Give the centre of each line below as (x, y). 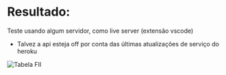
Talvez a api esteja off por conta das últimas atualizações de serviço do (118, 44)
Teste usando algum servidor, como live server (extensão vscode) (100, 31)
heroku (27, 51)
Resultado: (39, 12)
